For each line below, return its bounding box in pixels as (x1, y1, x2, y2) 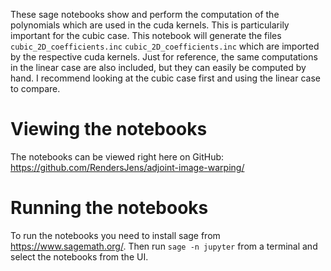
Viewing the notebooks (10, 118, 208, 141)
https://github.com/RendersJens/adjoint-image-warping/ (10, 161, 245, 173)
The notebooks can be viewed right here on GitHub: (10, 150, 225, 163)
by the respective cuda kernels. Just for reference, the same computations (10, 51, 318, 63)
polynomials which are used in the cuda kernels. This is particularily (10, 19, 290, 31)
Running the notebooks (10, 197, 209, 219)
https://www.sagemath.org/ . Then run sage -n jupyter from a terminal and (10, 240, 318, 252)
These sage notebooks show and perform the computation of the (10, 9, 280, 20)
